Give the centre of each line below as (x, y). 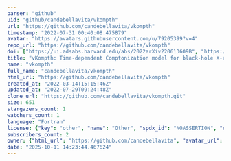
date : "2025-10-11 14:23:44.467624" (59, 147)
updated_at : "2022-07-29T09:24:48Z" (59, 90)
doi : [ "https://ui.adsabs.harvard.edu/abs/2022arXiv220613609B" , (102, 52)
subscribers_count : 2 (38, 134)
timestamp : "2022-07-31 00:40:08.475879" (67, 33)
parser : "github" (32, 13)
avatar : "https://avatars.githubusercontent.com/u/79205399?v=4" (102, 39)
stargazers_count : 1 (37, 109)
